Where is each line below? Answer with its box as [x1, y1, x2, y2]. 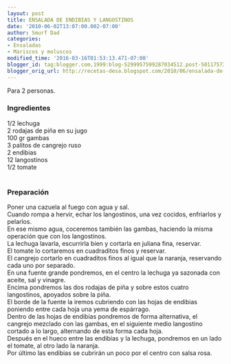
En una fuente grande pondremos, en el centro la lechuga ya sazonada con [7, 269, 220, 277]
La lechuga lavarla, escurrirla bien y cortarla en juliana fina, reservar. [7, 240, 201, 248]
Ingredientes [7, 104, 51, 113]
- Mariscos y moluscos [7, 49, 72, 56]
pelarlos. [7, 218, 32, 226]
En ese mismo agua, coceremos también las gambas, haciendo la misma [7, 225, 213, 234]
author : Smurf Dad [7, 29, 60, 36]
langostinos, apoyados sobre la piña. [7, 291, 111, 299]
